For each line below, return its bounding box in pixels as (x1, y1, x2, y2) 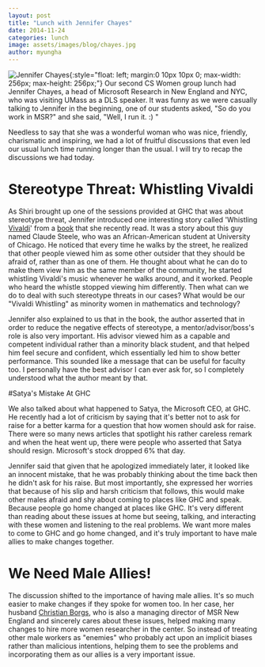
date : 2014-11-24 (8, 26, 66, 34)
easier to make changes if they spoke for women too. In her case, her (8, 599, 235, 608)
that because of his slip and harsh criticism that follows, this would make (8, 486, 245, 495)
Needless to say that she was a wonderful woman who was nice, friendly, (8, 127, 248, 137)
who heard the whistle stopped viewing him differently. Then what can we (8, 282, 249, 291)
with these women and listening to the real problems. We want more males (8, 520, 252, 529)
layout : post (8, 11, 51, 20)
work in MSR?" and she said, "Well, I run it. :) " (8, 112, 159, 121)
